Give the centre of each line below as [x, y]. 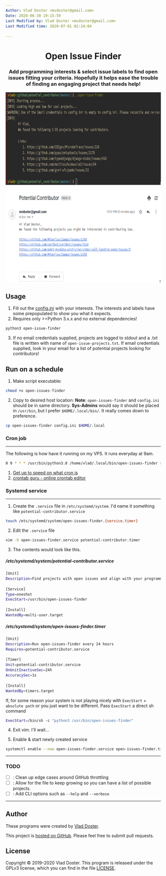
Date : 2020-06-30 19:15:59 [33, 16]
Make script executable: [37, 381]
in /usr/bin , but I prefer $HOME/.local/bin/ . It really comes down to [81, 410]
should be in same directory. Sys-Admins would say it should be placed [86, 405]
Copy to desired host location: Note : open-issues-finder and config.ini [86, 400]
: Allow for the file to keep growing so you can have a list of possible [82, 783]
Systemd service [26, 490]
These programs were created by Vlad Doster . [52, 826]
